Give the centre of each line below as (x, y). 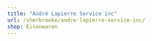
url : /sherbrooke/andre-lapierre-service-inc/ (76, 20)
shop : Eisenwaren (33, 26)
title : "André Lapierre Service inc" (62, 14)
